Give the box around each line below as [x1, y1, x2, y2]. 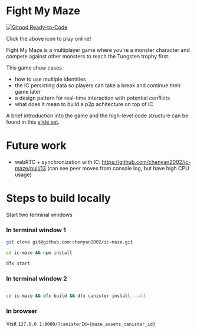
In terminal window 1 [6, 226, 66, 234]
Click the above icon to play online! [6, 35, 91, 42]
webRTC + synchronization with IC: [14, 158, 101, 166]
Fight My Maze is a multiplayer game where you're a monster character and [6, 46, 191, 54]
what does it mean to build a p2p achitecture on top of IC [14, 100, 153, 107]
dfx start [6, 261, 31, 266]
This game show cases [6, 64, 62, 71]
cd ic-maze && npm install [6, 249, 73, 256]
